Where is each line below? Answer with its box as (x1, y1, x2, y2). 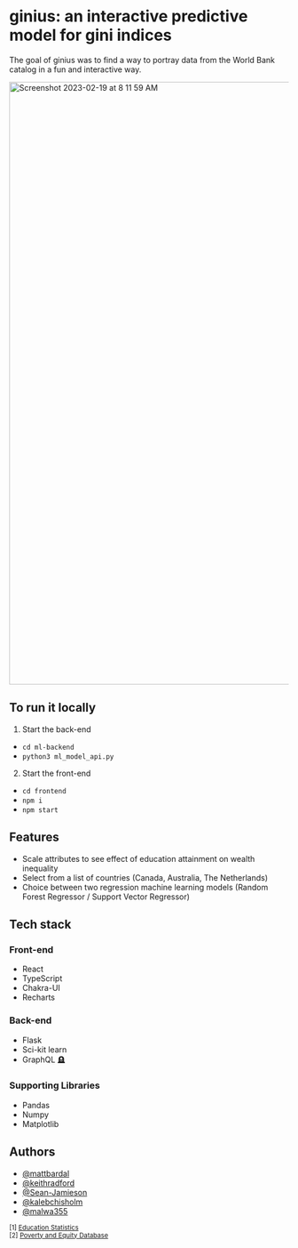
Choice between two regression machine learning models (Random (21, 882, 269, 892)
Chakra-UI (21, 983, 60, 994)
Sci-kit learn (21, 1043, 67, 1055)
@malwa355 (21, 1205, 68, 1216)
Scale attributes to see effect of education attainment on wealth (21, 853, 255, 864)
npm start (21, 805, 59, 815)
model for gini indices (9, 25, 173, 45)
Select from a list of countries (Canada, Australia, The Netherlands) (21, 872, 269, 882)
